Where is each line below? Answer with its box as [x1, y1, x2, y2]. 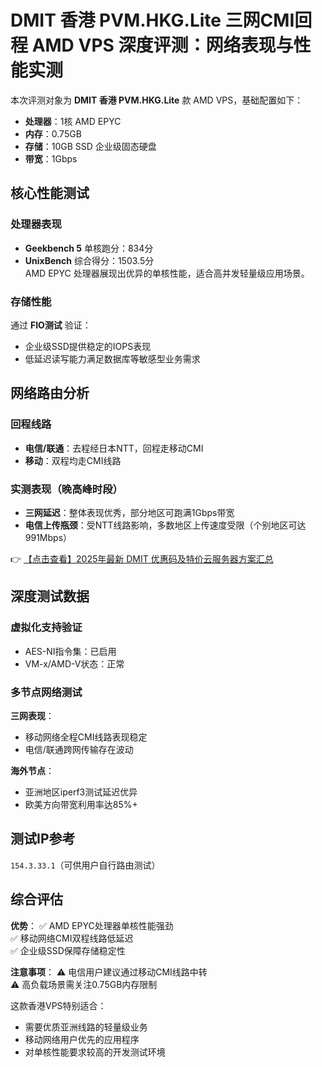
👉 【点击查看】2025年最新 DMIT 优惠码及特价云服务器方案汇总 [10, 552, 274, 565]
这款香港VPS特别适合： [10, 999, 107, 1011]
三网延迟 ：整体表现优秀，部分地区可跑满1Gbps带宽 [24, 506, 235, 518]
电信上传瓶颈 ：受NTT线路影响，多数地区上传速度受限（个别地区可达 [24, 519, 307, 531]
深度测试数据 [10, 588, 90, 605]
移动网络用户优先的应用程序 [24, 1033, 140, 1045]
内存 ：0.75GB [24, 127, 82, 140]
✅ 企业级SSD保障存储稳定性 [10, 944, 126, 956]
